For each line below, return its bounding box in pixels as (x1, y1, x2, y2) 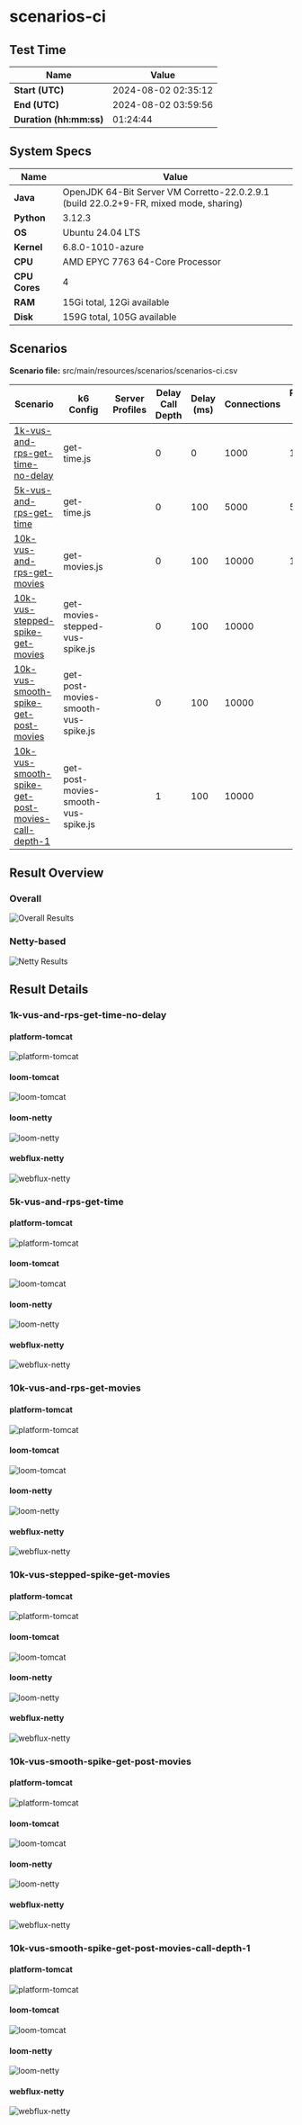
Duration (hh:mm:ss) (13, 113, 104, 125)
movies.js (62, 560, 103, 572)
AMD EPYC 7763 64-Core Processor (62, 255, 222, 267)
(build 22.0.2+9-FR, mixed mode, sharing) (62, 196, 244, 209)
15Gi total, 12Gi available (62, 295, 170, 308)
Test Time (9, 42, 67, 58)
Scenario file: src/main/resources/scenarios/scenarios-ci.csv (9, 365, 238, 375)
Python (13, 212, 46, 224)
